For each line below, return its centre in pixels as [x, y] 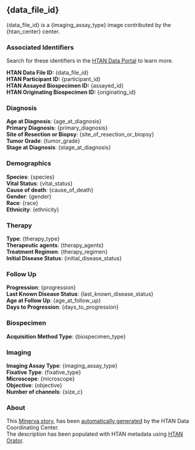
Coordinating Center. [33, 428]
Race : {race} [22, 203]
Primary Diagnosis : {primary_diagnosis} [57, 128]
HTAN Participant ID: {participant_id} [54, 79]
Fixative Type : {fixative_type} [44, 372]
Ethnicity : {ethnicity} [33, 209]
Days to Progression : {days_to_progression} [63, 307]
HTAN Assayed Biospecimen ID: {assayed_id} [65, 86]
